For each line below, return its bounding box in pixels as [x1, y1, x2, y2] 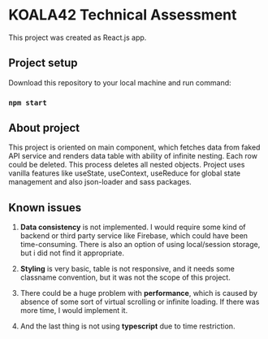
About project [8, 121, 80, 135]
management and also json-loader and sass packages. [8, 177, 192, 187]
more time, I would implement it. [19, 306, 128, 315]
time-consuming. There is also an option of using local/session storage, [19, 240, 261, 250]
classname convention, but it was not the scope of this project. [19, 272, 231, 282]
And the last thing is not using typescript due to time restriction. [19, 321, 236, 331]
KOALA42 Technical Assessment [8, 6, 237, 24]
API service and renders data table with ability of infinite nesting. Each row [8, 151, 258, 161]
